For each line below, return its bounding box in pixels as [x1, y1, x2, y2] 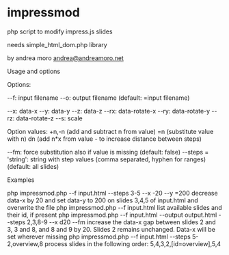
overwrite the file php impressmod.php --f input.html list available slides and [7, 203, 222, 211]
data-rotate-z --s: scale [16, 114, 83, 122]
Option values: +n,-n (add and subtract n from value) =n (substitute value [7, 127, 214, 135]
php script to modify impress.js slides [7, 27, 113, 36]
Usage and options [7, 67, 60, 75]
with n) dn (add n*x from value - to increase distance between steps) [7, 135, 202, 143]
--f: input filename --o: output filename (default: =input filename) [7, 94, 190, 102]
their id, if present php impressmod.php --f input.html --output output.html [7, 211, 217, 219]
